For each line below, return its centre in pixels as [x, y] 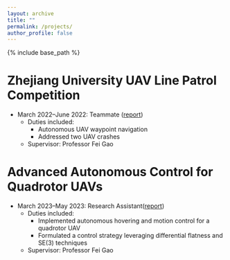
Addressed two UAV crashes [79, 137]
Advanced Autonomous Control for [110, 172]
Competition [44, 95]
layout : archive [30, 14]
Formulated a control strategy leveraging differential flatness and [130, 236]
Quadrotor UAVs [55, 187]
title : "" [21, 20]
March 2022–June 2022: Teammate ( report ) [80, 114]
